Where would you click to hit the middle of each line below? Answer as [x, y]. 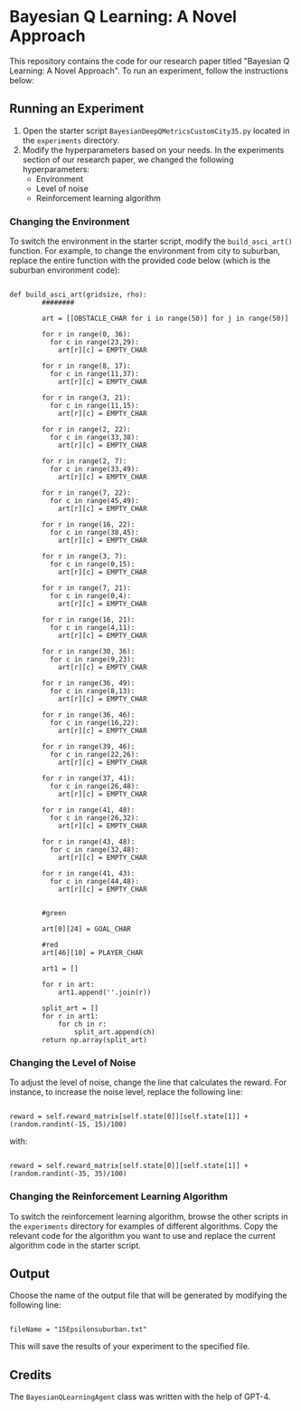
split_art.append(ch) [114, 1032]
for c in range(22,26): [94, 755]
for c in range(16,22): [94, 723]
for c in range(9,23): [92, 660]
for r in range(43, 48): [89, 842]
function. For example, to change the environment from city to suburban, [145, 251]
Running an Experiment [77, 109]
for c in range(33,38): [94, 438]
